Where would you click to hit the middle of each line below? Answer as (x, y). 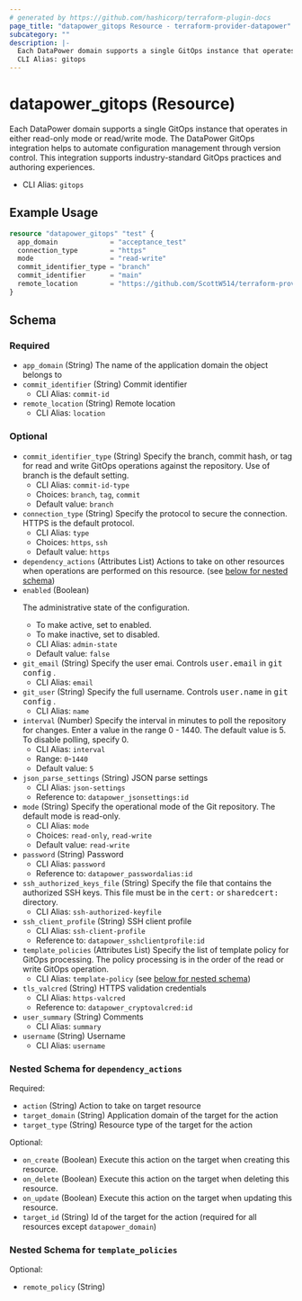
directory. (40, 902)
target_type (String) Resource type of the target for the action (138, 1125)
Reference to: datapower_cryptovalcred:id (114, 1007)
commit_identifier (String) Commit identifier (105, 384)
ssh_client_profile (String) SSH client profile (107, 921)
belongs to (42, 375)
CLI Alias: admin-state (76, 643)
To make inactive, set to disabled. (98, 634)
